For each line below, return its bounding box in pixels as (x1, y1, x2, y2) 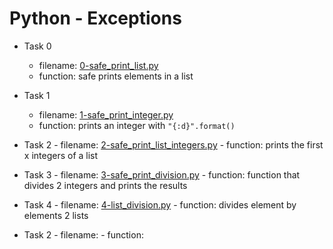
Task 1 (23, 89, 51, 101)
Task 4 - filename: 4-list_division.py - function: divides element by (23, 198, 297, 211)
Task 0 (23, 40, 52, 52)
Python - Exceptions (9, 7, 182, 30)
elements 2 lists (23, 209, 89, 221)
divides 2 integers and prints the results (23, 179, 188, 191)
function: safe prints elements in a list (38, 70, 194, 82)
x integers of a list (23, 149, 99, 161)
